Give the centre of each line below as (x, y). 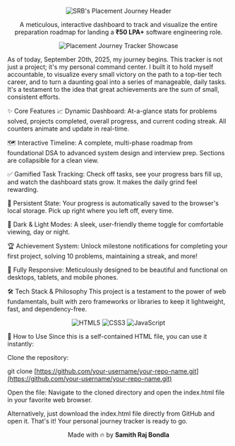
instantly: (20, 344)
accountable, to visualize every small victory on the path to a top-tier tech (115, 74)
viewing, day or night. (39, 232)
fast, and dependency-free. (47, 309)
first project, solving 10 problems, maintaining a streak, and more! (102, 256)
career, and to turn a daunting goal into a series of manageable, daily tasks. (117, 82)
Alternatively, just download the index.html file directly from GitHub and (111, 414)
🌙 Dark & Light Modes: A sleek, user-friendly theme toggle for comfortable (115, 224)
